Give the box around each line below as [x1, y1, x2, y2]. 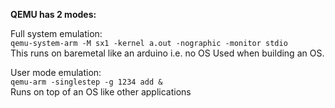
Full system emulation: [10, 28, 103, 39]
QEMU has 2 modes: [10, 9, 97, 20]
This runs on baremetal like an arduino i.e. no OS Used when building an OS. [10, 47, 325, 59]
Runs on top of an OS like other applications [10, 86, 192, 98]
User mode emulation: [10, 67, 102, 78]
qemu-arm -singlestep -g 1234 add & [10, 77, 163, 87]
